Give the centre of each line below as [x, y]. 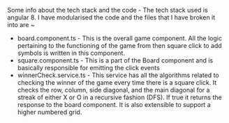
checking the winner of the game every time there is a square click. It [117, 82]
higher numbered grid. [50, 112]
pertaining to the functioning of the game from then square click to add [119, 46]
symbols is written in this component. [71, 53]
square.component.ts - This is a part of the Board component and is [115, 60]
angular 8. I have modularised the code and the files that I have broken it [111, 17]
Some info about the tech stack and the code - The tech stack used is [108, 10]
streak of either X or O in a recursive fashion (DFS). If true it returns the [119, 97]
